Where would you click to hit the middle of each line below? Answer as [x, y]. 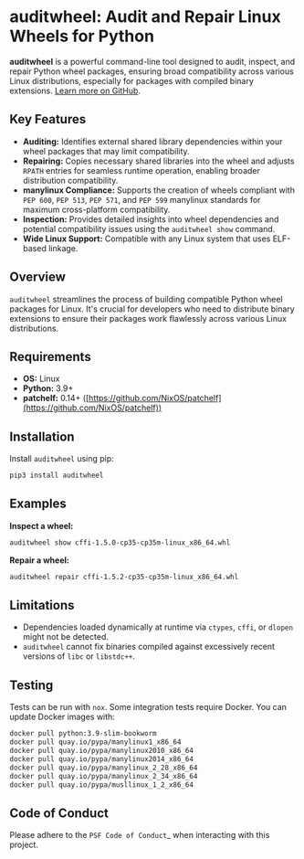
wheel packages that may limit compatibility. [106, 151]
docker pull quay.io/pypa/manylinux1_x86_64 [95, 742]
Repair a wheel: [40, 560]
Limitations [42, 605]
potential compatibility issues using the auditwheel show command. [149, 228]
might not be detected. [66, 637]
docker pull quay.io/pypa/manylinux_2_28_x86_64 [104, 768]
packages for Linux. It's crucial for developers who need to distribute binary [152, 309]
